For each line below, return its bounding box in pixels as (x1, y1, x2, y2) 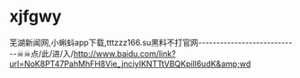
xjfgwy (9, 6, 62, 27)
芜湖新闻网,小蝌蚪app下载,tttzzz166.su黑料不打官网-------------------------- (9, 37, 293, 48)
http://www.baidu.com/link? (73, 48, 177, 59)
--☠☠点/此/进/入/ (9, 48, 75, 59)
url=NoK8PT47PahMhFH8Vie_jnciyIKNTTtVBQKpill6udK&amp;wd (9, 58, 251, 69)
